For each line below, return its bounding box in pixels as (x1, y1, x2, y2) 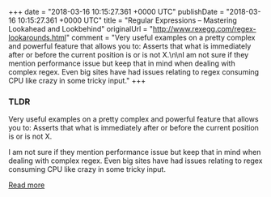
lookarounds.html (8, 32, 67, 42)
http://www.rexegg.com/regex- (152, 24, 256, 33)
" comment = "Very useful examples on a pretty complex (66, 32, 256, 42)
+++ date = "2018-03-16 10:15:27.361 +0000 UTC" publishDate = (8, 7, 225, 16)
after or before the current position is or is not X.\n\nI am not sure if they (8, 50, 249, 59)
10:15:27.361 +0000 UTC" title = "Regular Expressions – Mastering (17, 15, 237, 25)
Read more (8, 180, 45, 190)
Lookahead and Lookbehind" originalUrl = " (8, 24, 154, 33)
